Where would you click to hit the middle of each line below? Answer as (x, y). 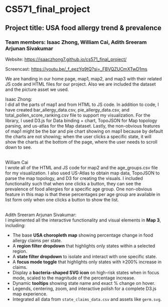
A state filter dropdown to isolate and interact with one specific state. (85, 256)
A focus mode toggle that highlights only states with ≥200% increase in (87, 262)
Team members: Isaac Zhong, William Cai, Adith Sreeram (76, 42)
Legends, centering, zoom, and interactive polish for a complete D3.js (84, 288)
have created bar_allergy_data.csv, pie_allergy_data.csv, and (67, 110)
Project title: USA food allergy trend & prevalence (83, 28)
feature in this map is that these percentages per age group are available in (83, 194)
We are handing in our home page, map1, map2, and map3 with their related (83, 78)
